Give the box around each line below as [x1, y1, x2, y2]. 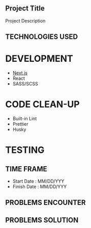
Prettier [12, 121, 28, 127]
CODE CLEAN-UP [5, 99, 80, 110]
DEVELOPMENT [5, 53, 74, 64]
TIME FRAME [5, 165, 47, 173]
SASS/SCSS [12, 81, 38, 87]
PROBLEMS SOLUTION [5, 216, 79, 224]
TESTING [5, 144, 45, 156]
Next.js [12, 70, 28, 76]
